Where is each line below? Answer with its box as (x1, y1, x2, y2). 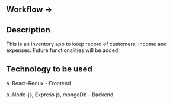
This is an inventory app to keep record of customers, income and (6, 41, 167, 48)
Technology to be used (6, 64, 93, 74)
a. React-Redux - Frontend (6, 80, 71, 87)
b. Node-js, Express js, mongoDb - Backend (6, 91, 114, 98)
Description (6, 25, 50, 35)
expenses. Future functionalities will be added (6, 47, 118, 54)
